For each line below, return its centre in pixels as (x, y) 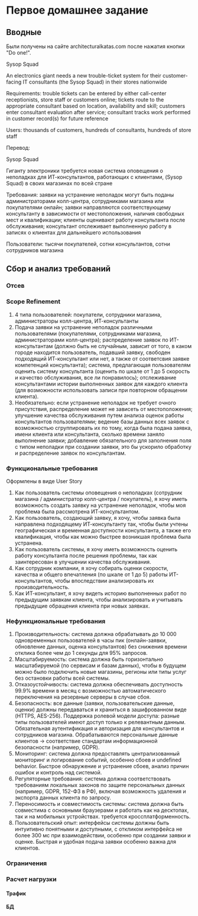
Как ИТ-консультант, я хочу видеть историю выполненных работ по (101, 593)
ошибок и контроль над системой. (58, 773)
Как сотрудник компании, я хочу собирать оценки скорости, (91, 568)
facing (14, 82)
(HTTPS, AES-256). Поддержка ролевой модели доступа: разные (97, 716)
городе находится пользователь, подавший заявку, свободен (92, 352)
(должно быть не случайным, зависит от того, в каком (123, 346)
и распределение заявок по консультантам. (70, 453)
